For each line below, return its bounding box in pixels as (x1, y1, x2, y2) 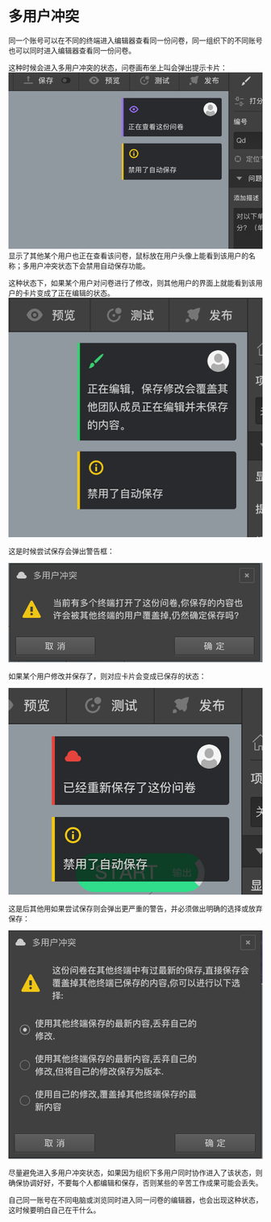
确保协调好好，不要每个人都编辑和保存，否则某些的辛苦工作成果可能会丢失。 (8, 1178, 263, 1188)
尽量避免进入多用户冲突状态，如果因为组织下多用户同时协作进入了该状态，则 (8, 1168, 263, 1178)
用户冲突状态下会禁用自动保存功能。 (29, 261, 150, 270)
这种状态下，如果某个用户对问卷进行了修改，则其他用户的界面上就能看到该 (8, 277, 256, 287)
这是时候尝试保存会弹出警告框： (8, 546, 115, 557)
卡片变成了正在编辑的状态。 (22, 288, 115, 298)
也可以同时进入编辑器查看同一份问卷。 (8, 45, 135, 55)
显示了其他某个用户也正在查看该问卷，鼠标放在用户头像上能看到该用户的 (8, 251, 248, 261)
